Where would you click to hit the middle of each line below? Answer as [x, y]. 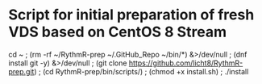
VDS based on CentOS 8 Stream [118, 32]
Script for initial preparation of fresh [131, 15]
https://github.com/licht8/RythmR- [186, 63]
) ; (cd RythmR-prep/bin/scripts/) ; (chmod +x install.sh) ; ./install [141, 71]
